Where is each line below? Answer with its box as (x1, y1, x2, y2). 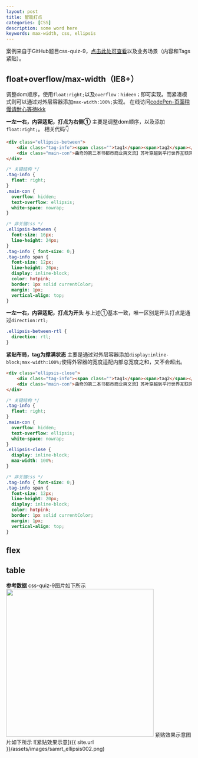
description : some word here (6, 25, 78, 31)
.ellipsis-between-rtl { (6, 329, 67, 335)
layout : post (6, 8, 38, 15)
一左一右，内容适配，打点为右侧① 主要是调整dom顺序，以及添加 (6, 118, 165, 125)
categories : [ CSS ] (6, 20, 51, 25)
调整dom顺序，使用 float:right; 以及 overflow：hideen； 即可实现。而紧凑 (6, 90, 183, 98)
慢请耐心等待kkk (6, 105, 46, 112)
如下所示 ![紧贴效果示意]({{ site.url (11, 738, 94, 746)
